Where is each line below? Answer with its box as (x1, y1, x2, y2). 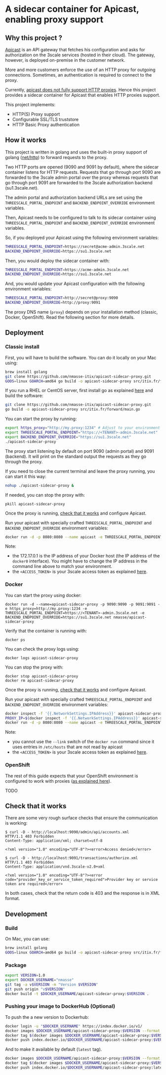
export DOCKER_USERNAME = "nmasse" (5, 978, 74, 983)
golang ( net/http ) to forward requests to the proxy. (5, 154, 108, 160)
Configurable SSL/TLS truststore (12, 117, 79, 122)
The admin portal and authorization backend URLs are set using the (5, 194, 143, 200)
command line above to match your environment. (12, 563, 113, 569)
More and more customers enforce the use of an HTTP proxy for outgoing (5, 67, 156, 73)
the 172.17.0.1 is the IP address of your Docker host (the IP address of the (12, 553, 160, 559)
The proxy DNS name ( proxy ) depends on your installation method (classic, (5, 309, 158, 315)
